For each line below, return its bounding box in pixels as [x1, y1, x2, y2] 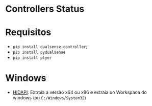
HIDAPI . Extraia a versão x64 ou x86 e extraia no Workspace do [12, 89, 147, 95]
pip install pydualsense [12, 50, 66, 55]
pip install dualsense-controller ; [12, 44, 88, 50]
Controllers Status [5, 3, 85, 15]
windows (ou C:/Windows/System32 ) [12, 95, 87, 101]
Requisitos [5, 27, 52, 38]
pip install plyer [12, 55, 52, 60]
